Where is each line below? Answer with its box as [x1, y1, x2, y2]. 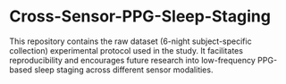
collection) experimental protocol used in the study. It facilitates [9, 45, 244, 55]
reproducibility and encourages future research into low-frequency [9, 55, 257, 65]
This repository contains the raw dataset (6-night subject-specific [9, 36, 252, 46]
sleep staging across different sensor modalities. [34, 64, 214, 75]
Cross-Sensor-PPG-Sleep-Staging [9, 6, 271, 27]
